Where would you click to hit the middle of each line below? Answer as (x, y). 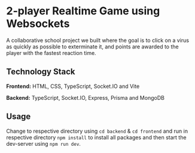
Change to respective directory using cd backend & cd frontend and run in (97, 131)
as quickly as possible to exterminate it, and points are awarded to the (92, 47)
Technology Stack (41, 72)
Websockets (38, 24)
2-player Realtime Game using (83, 11)
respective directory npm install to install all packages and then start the (96, 137)
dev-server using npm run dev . (43, 143)
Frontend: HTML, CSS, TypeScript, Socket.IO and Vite (73, 86)
